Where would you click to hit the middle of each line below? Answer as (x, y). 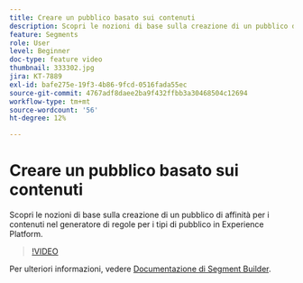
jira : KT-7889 (36, 77)
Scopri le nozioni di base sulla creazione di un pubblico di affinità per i (139, 215)
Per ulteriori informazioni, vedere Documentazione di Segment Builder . (140, 269)
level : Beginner (40, 51)
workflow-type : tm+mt (50, 101)
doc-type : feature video (56, 59)
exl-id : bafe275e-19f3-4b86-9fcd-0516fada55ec (98, 85)
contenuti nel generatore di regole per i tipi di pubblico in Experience (137, 224)
